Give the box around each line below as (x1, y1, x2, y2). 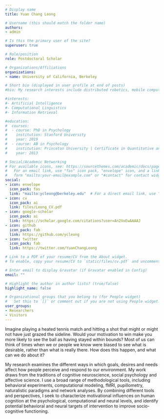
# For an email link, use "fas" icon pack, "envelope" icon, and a (5, 168, 150, 173)
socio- (136, 403, 150, 409)
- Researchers (5, 308, 34, 313)
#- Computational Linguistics (5, 105, 67, 110)
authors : (5, 25, 23, 30)
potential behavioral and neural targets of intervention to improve (5, 403, 136, 409)
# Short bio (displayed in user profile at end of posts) (5, 83, 125, 88)
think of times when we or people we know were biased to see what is (5, 341, 146, 347)
